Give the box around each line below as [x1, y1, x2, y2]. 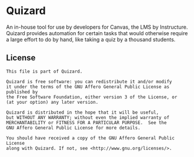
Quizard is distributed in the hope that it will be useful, [6, 110, 159, 115]
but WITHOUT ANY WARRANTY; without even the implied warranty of [6, 114, 169, 121]
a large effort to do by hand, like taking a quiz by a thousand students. [6, 36, 176, 43]
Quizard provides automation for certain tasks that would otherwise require [6, 29, 188, 36]
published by [6, 89, 38, 95]
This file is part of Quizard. [6, 69, 83, 74]
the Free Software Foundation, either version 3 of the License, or [6, 94, 178, 100]
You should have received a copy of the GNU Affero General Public [6, 135, 175, 141]
